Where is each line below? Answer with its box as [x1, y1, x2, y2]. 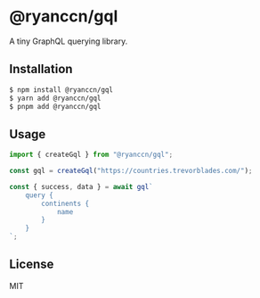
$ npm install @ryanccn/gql [9, 85, 114, 95]
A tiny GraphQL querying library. [9, 36, 128, 46]
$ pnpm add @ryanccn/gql [9, 102, 102, 111]
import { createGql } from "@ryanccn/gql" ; [9, 150, 174, 160]
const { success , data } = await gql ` [9, 182, 153, 191]
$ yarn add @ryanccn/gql [9, 94, 102, 103]
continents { [41, 199, 90, 208]
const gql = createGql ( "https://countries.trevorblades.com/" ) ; [9, 167, 253, 176]
